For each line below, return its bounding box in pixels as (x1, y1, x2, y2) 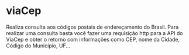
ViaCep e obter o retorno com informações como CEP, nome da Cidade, (6, 36, 180, 43)
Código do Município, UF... (6, 42, 71, 49)
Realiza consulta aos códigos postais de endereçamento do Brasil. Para (6, 23, 179, 30)
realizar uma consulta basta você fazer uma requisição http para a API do (6, 29, 183, 36)
